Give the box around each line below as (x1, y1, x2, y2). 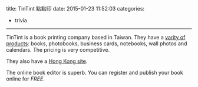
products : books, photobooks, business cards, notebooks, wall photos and (6, 40, 187, 47)
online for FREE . (6, 75, 45, 82)
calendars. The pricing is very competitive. (6, 46, 110, 53)
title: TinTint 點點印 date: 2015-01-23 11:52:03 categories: (6, 5, 145, 12)
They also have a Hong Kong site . (6, 58, 88, 65)
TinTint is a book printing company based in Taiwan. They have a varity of (6, 34, 186, 41)
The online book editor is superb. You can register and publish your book (6, 69, 184, 76)
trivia (14, 17, 28, 24)
